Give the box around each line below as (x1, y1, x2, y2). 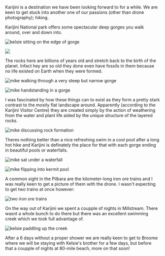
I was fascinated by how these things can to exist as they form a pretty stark (5, 97, 160, 102)
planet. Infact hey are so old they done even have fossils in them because (5, 63, 154, 68)
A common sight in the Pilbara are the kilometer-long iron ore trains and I (5, 176, 153, 182)
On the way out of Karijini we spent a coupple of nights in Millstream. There (5, 205, 158, 211)
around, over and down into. (5, 30, 63, 35)
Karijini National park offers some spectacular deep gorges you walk (5, 24, 144, 30)
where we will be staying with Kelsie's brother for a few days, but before (5, 240, 152, 246)
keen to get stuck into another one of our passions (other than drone (5, 9, 144, 15)
